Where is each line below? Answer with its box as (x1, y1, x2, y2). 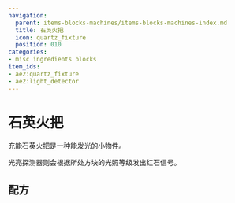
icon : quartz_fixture (15, 33, 87, 42)
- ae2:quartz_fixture (8, 70, 80, 78)
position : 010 (15, 41, 62, 49)
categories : (8, 48, 47, 56)
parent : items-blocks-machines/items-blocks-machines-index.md (15, 19, 227, 27)
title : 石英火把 (15, 26, 65, 34)
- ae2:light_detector (8, 77, 80, 85)
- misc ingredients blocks (8, 56, 97, 64)
